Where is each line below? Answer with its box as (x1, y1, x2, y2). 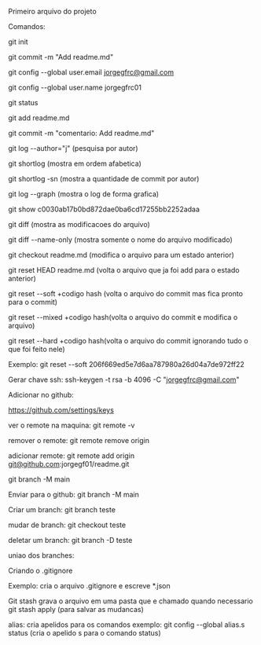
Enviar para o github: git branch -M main (8, 490, 139, 499)
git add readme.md (8, 113, 70, 123)
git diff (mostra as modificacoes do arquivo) (8, 220, 151, 229)
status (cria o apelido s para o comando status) (8, 629, 161, 637)
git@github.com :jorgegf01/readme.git (8, 460, 130, 468)
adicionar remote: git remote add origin (8, 451, 135, 460)
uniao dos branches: (8, 551, 75, 560)
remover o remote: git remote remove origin (8, 436, 149, 445)
